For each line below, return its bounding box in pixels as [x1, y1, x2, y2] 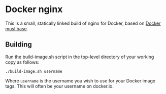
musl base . [5, 25, 28, 31]
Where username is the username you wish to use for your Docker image [5, 77, 156, 84]
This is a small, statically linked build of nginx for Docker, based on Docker [5, 20, 161, 26]
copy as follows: [5, 59, 40, 65]
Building [5, 40, 32, 49]
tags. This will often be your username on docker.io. [5, 83, 114, 89]
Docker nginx [5, 4, 63, 15]
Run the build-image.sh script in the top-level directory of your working [5, 54, 154, 60]
